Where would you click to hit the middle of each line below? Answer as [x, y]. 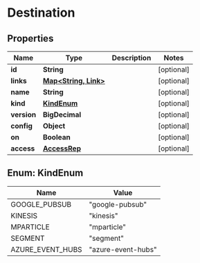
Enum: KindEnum [45, 173]
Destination [41, 13]
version [24, 114]
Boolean [56, 137]
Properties [30, 39]
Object [54, 126]
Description [131, 58]
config [22, 126]
